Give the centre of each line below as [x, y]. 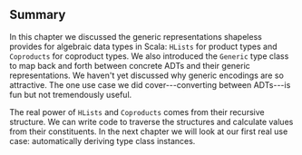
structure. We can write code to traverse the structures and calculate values [151, 121]
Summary [38, 15]
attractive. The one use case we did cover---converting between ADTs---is [150, 84]
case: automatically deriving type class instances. [102, 140]
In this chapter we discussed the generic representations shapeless [136, 36]
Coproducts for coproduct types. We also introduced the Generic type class [149, 56]
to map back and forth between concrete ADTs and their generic [130, 65]
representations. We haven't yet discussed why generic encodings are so [146, 75]
